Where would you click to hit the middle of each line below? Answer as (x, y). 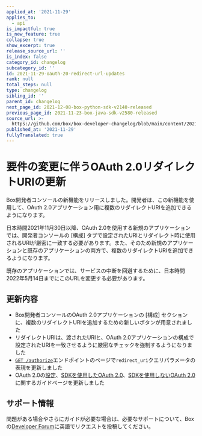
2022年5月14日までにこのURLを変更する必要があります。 (77, 278)
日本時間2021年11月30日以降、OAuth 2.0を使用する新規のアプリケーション (99, 227)
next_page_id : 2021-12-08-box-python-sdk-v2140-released (79, 107)
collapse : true (25, 40)
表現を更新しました (39, 367)
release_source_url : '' (36, 51)
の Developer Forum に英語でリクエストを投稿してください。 (80, 426)
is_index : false (26, 57)
